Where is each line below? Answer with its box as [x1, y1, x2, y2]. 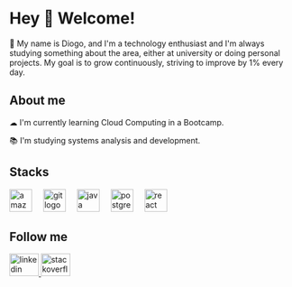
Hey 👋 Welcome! [9, 8, 135, 29]
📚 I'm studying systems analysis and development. [9, 134, 201, 145]
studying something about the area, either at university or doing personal [9, 47, 281, 58]
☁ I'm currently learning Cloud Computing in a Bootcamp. [9, 116, 224, 127]
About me [9, 93, 66, 108]
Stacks [9, 164, 50, 180]
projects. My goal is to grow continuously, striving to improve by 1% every [9, 57, 284, 68]
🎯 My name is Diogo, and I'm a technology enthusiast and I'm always [9, 38, 265, 49]
